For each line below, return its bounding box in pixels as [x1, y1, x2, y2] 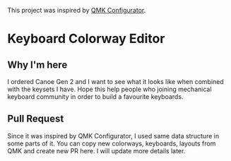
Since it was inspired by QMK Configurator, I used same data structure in [7, 131, 220, 140]
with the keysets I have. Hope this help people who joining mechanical [7, 85, 212, 93]
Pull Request [7, 113, 64, 125]
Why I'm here [7, 59, 68, 71]
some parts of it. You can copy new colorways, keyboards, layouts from [7, 139, 216, 148]
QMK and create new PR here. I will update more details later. [7, 146, 186, 155]
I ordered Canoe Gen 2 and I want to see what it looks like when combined [7, 78, 224, 85]
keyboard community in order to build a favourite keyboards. [7, 93, 184, 101]
